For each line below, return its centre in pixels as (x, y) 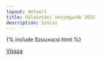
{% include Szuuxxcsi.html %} (44, 40)
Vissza (14, 51)
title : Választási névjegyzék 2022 (51, 17)
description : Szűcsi (32, 23)
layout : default (26, 12)
